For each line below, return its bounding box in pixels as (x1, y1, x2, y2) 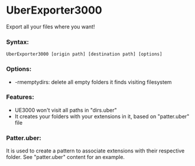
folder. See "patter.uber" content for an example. (6, 154, 125, 161)
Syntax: (6, 38, 30, 46)
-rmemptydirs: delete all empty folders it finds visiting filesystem (14, 78, 173, 86)
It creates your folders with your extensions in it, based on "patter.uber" (14, 113, 190, 120)
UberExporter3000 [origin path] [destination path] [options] (6, 51, 162, 57)
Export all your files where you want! (6, 23, 95, 30)
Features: (6, 93, 34, 101)
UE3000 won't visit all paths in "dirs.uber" (14, 106, 117, 113)
